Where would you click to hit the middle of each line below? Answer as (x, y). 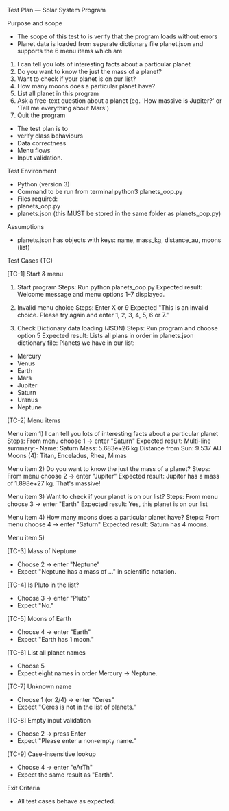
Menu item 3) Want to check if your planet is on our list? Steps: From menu (112, 497)
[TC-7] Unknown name (39, 686)
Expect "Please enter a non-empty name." (76, 741)
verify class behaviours (50, 136)
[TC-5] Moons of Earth (39, 619)
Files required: (37, 199)
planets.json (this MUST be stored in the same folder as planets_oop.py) (119, 213)
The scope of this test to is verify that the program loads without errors (117, 36)
